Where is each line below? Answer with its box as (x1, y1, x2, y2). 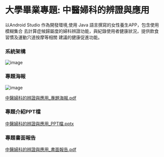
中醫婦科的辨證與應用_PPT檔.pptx (5, 120, 74, 127)
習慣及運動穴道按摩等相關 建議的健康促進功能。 (5, 34, 102, 40)
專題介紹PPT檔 (5, 108, 41, 115)
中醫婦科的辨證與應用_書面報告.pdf (5, 147, 77, 153)
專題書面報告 (5, 134, 36, 141)
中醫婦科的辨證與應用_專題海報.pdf (5, 95, 77, 101)
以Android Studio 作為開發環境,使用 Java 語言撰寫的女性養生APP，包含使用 (5, 22, 159, 28)
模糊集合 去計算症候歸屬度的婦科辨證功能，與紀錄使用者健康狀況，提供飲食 (5, 28, 159, 34)
